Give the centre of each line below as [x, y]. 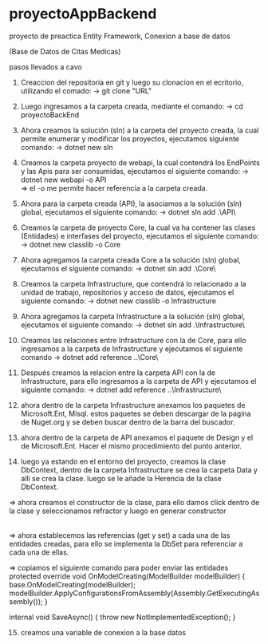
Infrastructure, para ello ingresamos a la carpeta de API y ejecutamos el [138, 381]
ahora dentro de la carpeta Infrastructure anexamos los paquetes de [133, 405]
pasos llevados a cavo [45, 67]
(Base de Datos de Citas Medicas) [65, 51]
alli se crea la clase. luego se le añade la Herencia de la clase [121, 478]
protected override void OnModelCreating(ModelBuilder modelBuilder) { [127, 576]
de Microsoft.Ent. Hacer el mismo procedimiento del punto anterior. [131, 446]
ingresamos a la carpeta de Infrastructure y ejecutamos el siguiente [132, 349]
